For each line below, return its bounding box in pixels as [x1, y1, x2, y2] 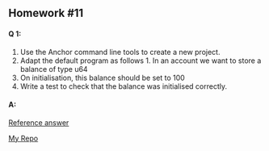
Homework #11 [8, 6, 84, 20]
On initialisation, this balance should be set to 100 [19, 73, 186, 82]
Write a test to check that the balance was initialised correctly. [19, 81, 228, 91]
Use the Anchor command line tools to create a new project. [19, 47, 221, 57]
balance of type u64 [19, 64, 88, 73]
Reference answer [8, 117, 69, 128]
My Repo [8, 133, 39, 143]
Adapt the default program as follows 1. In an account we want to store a [19, 56, 262, 65]
